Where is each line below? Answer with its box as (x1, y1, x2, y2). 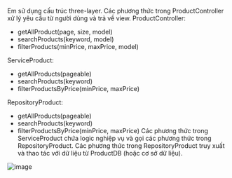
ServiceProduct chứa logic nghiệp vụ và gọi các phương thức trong (17, 134, 212, 142)
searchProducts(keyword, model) (17, 35, 114, 43)
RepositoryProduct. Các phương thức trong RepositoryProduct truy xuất (17, 142, 226, 150)
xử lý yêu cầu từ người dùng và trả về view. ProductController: (7, 14, 186, 22)
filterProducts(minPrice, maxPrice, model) (17, 43, 139, 50)
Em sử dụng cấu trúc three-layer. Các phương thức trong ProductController (7, 7, 224, 15)
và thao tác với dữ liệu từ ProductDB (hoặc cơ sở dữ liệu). (17, 149, 183, 157)
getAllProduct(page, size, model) (17, 28, 114, 36)
